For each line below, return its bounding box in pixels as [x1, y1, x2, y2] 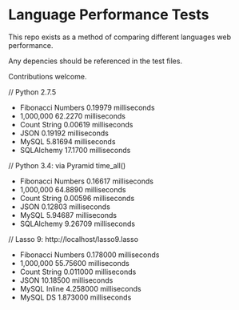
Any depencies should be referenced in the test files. [8, 56, 182, 66]
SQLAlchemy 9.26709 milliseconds [19, 219, 136, 228]
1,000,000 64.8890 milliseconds [19, 184, 126, 194]
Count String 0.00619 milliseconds [19, 119, 133, 129]
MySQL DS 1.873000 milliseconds [19, 292, 132, 302]
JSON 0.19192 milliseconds [19, 128, 110, 138]
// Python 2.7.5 [8, 87, 57, 97]
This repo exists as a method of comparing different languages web [8, 32, 232, 42]
